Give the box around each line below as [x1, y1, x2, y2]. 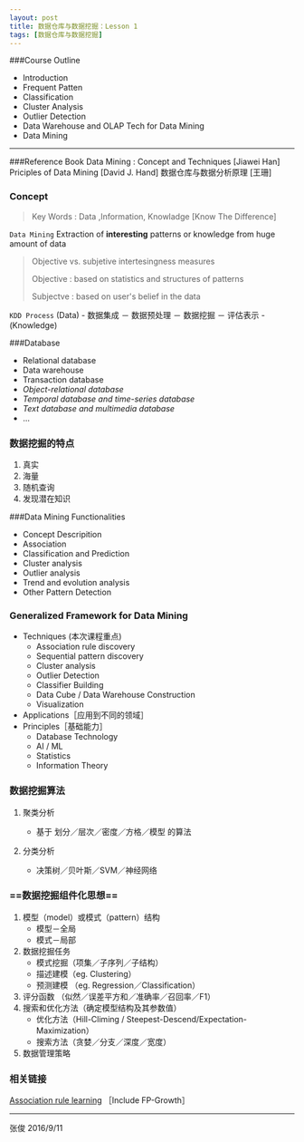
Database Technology [35, 731, 119, 742]
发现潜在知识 [22, 493, 71, 504]
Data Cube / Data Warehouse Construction [35, 690, 196, 701]
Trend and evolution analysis [22, 576, 130, 587]
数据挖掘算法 [9, 785, 66, 798]
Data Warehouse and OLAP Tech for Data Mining [22, 121, 205, 131]
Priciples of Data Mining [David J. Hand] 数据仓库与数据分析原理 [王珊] [9, 167, 272, 178]
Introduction [22, 73, 69, 83]
